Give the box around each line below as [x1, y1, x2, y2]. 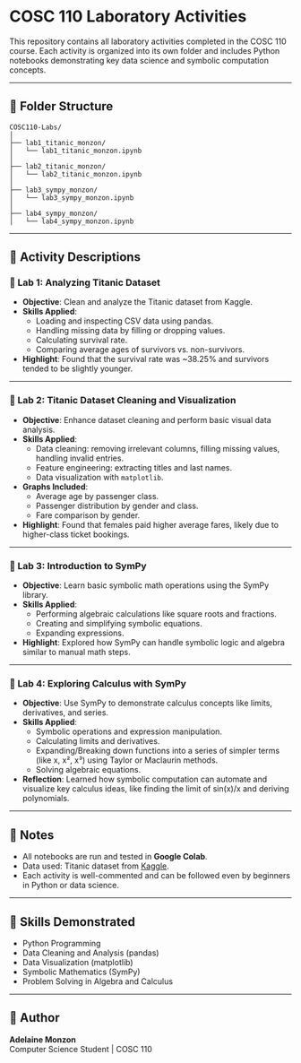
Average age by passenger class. [35, 490, 159, 501]
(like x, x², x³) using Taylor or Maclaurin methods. [35, 755, 219, 765]
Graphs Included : [21, 481, 89, 492]
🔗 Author [9, 1010, 60, 1025]
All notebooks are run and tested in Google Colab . [21, 851, 208, 862]
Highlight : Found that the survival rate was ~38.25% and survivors [21, 354, 270, 365]
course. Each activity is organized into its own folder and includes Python [9, 45, 280, 56]
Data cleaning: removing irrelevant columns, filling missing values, [35, 443, 280, 454]
